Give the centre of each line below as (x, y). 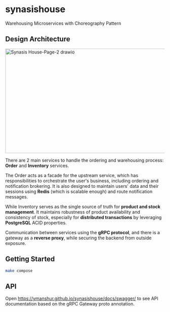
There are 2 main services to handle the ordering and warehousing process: (84, 160)
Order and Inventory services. (37, 166)
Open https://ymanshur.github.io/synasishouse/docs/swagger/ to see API (82, 298)
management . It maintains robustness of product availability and (73, 212)
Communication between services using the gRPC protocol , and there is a (83, 232)
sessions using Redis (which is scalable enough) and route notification (79, 191)
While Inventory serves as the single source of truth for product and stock (83, 206)
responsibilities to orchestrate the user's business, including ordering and (82, 181)
